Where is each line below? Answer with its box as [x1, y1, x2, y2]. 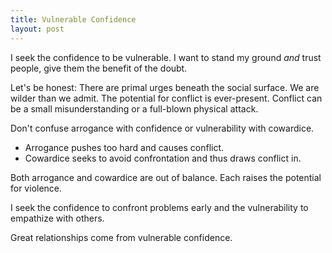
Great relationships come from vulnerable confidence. [10, 231, 233, 243]
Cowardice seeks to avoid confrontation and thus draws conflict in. [24, 152, 302, 164]
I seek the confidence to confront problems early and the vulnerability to [10, 201, 309, 213]
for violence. [10, 182, 63, 194]
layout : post [10, 24, 65, 34]
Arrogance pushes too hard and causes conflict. [24, 141, 225, 153]
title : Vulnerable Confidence [10, 14, 137, 25]
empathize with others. [10, 212, 105, 224]
